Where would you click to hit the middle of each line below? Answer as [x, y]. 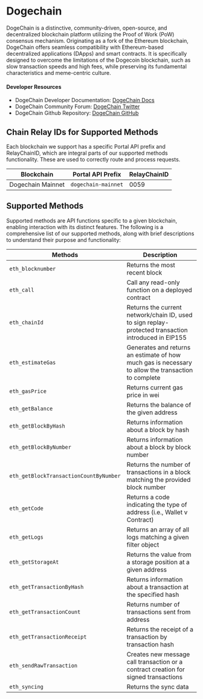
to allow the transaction [160, 370]
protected [140, 330]
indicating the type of [157, 504]
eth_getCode [27, 508]
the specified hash [153, 594]
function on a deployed [159, 290]
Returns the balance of [159, 405]
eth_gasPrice [28, 391]
